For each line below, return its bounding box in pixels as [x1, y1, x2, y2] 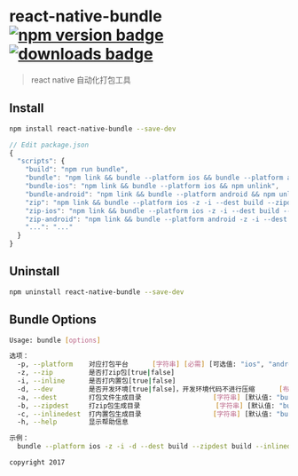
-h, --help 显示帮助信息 [17, 417, 129, 427]
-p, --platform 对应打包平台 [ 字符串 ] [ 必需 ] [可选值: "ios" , [17, 360, 265, 369]
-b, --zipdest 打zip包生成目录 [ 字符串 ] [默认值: [17, 401, 276, 410]
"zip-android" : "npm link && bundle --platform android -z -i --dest [25, 215, 288, 224]
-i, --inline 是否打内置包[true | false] [17, 377, 176, 385]
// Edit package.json [9, 140, 90, 149]
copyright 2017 [9, 458, 66, 467]
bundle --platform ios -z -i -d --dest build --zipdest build [17, 442, 252, 451]
